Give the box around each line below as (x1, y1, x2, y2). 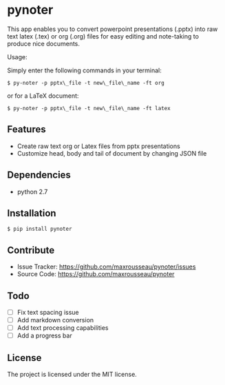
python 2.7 (17, 187, 48, 196)
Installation (7, 207, 56, 219)
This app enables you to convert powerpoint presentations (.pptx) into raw (7, 25, 218, 33)
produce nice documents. (7, 39, 81, 48)
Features (7, 123, 46, 136)
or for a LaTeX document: (7, 92, 79, 100)
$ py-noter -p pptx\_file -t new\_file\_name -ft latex (7, 105, 171, 112)
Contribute (7, 244, 55, 256)
